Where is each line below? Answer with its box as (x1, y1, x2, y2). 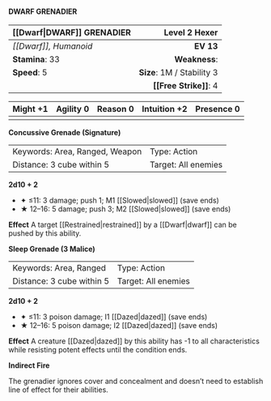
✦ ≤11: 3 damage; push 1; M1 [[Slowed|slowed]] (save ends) (19, 195, 220, 206)
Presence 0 (195, 104, 240, 115)
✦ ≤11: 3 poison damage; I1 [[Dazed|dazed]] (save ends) (19, 312, 208, 322)
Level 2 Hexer (163, 27, 218, 38)
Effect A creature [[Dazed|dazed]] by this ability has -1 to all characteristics (8, 336, 260, 346)
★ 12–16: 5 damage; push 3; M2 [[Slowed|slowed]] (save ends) (19, 204, 231, 214)
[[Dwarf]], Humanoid (12, 41, 93, 52)
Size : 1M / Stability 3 (138, 67, 218, 79)
